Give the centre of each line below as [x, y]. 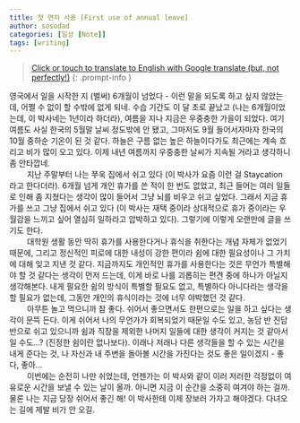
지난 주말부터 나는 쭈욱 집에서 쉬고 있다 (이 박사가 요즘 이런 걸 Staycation [155, 175]
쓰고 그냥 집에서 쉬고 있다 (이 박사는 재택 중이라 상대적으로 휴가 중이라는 [151, 208]
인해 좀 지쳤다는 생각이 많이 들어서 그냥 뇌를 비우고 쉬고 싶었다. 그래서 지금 [149, 197]
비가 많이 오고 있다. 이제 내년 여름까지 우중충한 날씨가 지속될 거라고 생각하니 [158, 152]
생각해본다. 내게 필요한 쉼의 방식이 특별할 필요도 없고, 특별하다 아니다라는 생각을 [149, 287]
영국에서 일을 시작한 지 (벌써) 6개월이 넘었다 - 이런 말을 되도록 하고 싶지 [134, 96]
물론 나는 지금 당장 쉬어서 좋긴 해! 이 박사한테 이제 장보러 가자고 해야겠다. [137, 399]
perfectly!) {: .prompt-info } [81, 78]
